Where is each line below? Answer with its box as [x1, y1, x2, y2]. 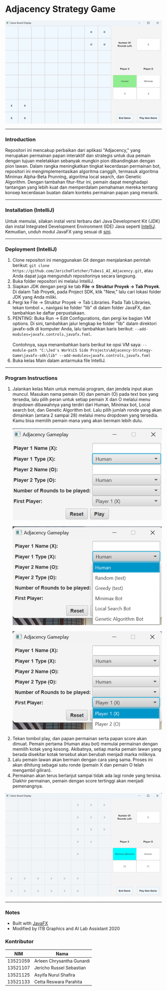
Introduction [5, 136, 36, 143]
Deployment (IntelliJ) [5, 245, 57, 252]
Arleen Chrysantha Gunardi [34, 958, 90, 964]
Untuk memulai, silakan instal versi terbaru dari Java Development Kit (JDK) [5, 218, 161, 224]
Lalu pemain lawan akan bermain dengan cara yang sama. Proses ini [12, 757, 153, 763]
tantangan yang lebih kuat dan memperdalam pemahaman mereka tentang [5, 184, 158, 190]
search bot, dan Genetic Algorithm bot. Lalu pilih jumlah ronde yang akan [12, 407, 162, 413]
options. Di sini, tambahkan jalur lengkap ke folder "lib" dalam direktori [12, 321, 157, 327]
